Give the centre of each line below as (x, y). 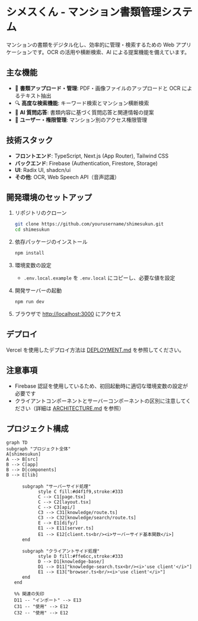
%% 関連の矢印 (29, 594)
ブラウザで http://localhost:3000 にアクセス (68, 313)
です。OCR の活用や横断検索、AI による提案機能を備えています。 (111, 52)
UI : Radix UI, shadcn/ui (43, 170)
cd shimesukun (32, 230)
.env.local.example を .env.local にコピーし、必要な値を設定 (99, 278)
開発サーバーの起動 (38, 290)
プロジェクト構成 (37, 429)
